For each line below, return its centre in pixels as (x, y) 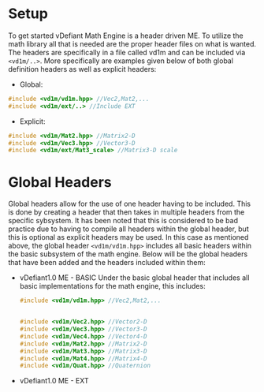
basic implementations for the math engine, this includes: (113, 286)
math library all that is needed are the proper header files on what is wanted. (132, 43)
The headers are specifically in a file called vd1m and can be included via (127, 52)
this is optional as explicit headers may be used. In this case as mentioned (128, 237)
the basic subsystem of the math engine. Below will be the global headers (128, 254)
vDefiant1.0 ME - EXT (54, 381)
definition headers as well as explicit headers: (82, 69)
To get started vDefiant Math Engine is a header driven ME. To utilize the (126, 35)
